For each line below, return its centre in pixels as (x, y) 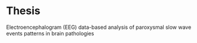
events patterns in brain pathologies (50, 33)
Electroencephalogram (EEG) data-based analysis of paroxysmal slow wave (99, 27)
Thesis (23, 11)
